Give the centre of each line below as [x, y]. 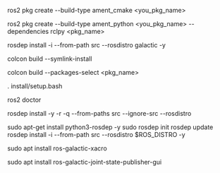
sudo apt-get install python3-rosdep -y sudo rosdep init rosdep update [110, 127]
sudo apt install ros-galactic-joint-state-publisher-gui [85, 162]
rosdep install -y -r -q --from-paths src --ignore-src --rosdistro [99, 113]
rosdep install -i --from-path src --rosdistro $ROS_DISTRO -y [96, 135]
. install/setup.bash [35, 86]
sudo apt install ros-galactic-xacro [57, 148]
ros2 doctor [24, 100]
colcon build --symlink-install [50, 59]
